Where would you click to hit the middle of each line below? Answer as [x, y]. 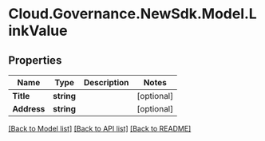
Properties [35, 60]
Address [29, 109]
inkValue [38, 31]
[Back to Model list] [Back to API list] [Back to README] [100, 129]
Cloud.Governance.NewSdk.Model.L [132, 14]
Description [106, 82]
